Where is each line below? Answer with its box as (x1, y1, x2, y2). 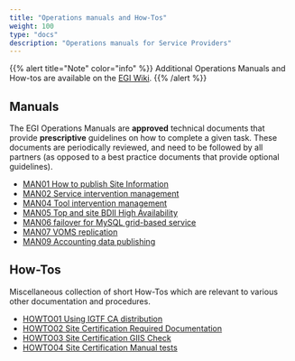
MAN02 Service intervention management (22, 189, 180, 199)
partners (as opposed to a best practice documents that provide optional (9, 152, 280, 162)
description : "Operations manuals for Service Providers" (9, 38, 232, 48)
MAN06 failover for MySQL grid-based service (22, 218, 197, 228)
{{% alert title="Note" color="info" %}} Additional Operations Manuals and (9, 63, 286, 74)
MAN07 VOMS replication (22, 227, 118, 237)
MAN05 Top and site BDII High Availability (22, 208, 179, 218)
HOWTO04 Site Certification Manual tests (22, 342, 178, 353)
